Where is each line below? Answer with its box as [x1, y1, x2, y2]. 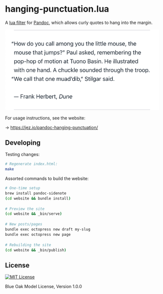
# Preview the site [5, 206, 45, 211]
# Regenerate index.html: [5, 161, 58, 167]
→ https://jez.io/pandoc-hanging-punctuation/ [5, 124, 99, 130]
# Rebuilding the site [5, 242, 51, 248]
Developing [5, 138, 41, 147]
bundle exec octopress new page [5, 232, 71, 237]
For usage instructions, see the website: [5, 115, 85, 121]
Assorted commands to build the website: [5, 176, 89, 181]
